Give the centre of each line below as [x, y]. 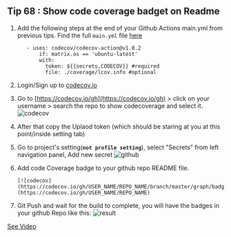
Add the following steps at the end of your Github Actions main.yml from [120, 28]
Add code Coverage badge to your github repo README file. [103, 168]
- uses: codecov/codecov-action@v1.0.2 [84, 48]
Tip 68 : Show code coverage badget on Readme [113, 11]
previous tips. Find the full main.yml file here [80, 35]
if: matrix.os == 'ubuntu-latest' [89, 54]
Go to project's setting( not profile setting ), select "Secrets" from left [118, 147]
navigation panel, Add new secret [65, 154]
